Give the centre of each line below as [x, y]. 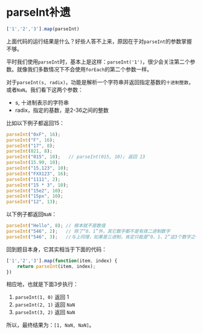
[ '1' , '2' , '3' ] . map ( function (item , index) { [62, 261]
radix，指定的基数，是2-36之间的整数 [62, 110]
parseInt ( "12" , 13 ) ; [32, 202]
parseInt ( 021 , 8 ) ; [29, 151]
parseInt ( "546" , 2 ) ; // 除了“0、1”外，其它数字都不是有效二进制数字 [88, 231]
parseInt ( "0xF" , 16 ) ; [34, 134]
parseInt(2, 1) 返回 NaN [45, 305]
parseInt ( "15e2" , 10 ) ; [35, 191]
